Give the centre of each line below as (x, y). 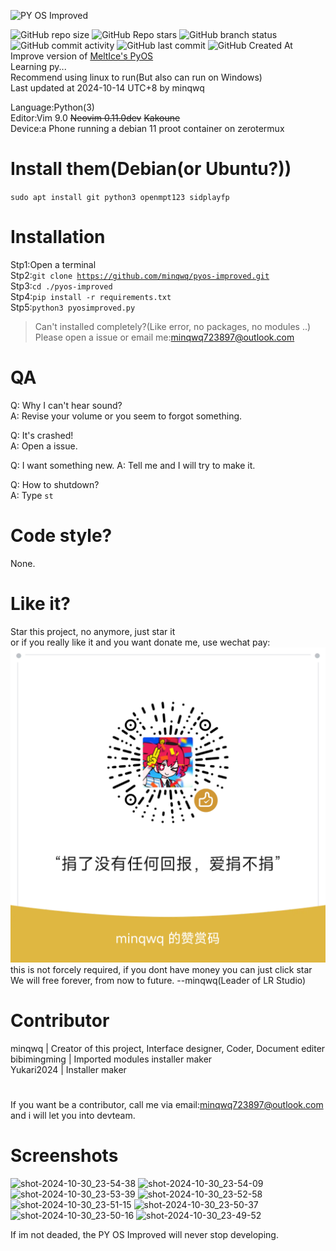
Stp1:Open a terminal (53, 264)
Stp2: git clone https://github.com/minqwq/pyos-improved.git (140, 275)
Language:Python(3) (52, 107)
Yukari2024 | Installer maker (68, 1069)
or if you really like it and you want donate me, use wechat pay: (140, 642)
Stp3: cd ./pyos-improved (61, 286)
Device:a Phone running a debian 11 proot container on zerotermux (147, 128)
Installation (58, 237)
